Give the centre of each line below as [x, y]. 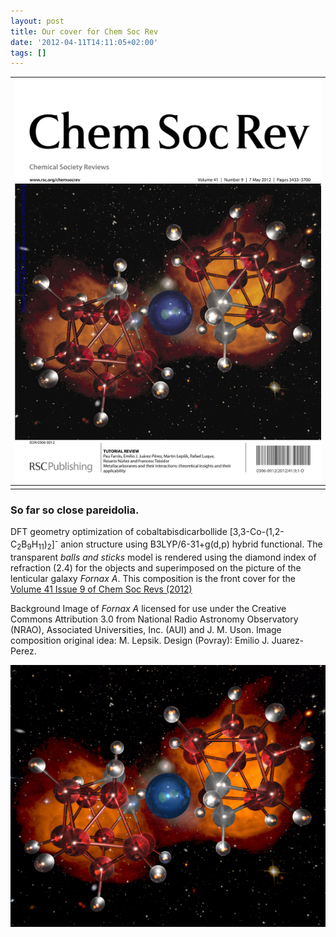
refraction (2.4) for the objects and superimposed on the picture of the [156, 567]
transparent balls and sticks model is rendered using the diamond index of [163, 557]
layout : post [37, 21]
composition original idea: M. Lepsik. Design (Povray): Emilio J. [140, 640]
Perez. [23, 651]
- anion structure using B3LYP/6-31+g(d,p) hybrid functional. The [188, 543]
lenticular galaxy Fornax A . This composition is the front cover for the [153, 578]
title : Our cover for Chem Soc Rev [84, 31]
